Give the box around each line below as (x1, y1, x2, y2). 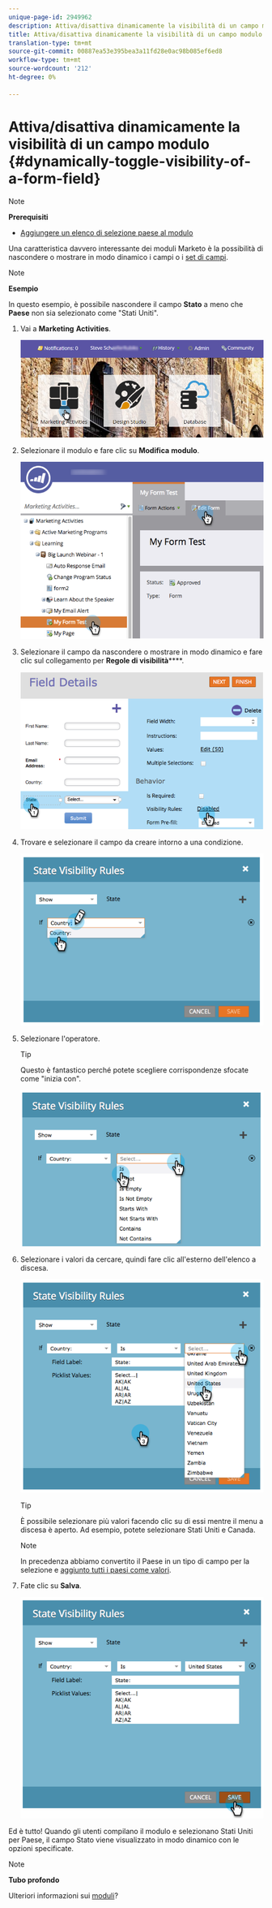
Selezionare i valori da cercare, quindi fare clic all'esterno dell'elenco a (19, 1254, 257, 1264)
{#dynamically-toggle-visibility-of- (8, 152, 251, 171)
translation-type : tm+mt (8, 39, 92, 47)
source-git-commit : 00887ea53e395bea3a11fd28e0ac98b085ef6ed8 (8, 47, 223, 56)
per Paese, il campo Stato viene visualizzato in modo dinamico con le (8, 1835, 240, 1845)
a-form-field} (8, 169, 101, 188)
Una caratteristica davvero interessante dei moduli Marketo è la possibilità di (8, 244, 264, 253)
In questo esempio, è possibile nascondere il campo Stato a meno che (8, 299, 244, 309)
